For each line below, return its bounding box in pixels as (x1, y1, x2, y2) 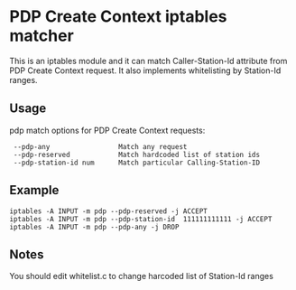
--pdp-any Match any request (13, 142, 188, 151)
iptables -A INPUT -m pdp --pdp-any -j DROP (9, 222, 180, 231)
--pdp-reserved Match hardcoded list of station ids (13, 150, 260, 159)
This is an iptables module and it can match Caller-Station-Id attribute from (9, 55, 288, 66)
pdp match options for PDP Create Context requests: (9, 125, 206, 136)
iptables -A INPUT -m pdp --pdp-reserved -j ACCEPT (9, 206, 208, 216)
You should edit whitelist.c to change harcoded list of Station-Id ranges (9, 271, 273, 282)
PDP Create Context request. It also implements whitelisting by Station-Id (9, 65, 282, 76)
